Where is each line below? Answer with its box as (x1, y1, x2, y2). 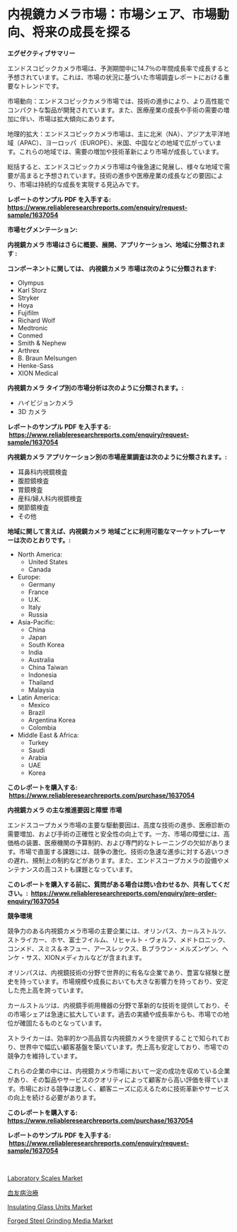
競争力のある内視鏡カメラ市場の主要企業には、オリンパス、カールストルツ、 (7, 926, 230, 935)
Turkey (28, 738, 49, 746)
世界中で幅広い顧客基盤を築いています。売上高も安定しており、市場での (19, 1043, 229, 1051)
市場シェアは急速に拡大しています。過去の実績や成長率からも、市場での (13, 1009, 224, 1018)
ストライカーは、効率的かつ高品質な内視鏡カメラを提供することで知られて (7, 1034, 224, 1042)
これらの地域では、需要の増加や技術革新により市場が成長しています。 (18, 147, 223, 156)
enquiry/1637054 (7, 897, 60, 905)
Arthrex (17, 346, 40, 354)
